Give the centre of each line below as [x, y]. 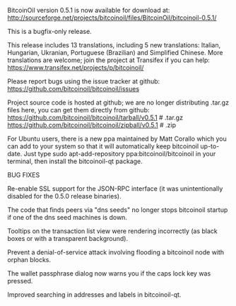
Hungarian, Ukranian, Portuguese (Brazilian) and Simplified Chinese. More [115, 53]
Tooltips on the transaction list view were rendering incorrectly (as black [112, 231]
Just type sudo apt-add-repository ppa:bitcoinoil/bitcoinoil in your [120, 154]
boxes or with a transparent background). [68, 239]
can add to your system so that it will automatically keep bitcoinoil [103, 146]
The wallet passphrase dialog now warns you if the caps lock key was [109, 273]
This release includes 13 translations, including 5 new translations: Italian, [114, 45]
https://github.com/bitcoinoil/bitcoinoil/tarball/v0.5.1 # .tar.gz [95, 117]
